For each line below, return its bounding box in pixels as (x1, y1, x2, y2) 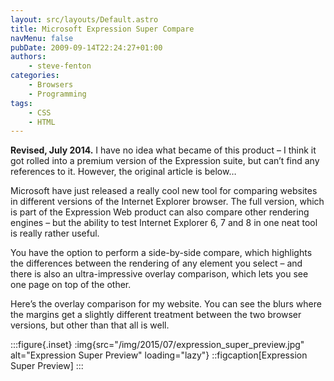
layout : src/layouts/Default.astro (10, 14, 159, 25)
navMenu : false (10, 33, 74, 43)
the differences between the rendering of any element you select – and (10, 257, 303, 270)
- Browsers (28, 80, 74, 90)
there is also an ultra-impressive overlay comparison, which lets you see (10, 268, 309, 280)
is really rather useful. (10, 227, 100, 240)
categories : (10, 71, 60, 81)
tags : (10, 98, 33, 108)
